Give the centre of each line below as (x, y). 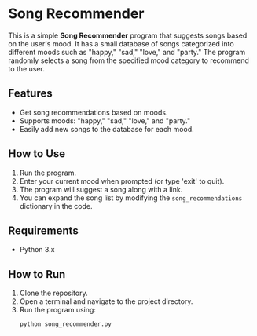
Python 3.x (37, 250)
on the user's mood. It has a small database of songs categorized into (121, 43)
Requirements (43, 230)
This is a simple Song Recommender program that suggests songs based (128, 35)
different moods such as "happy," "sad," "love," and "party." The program (127, 52)
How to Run (37, 274)
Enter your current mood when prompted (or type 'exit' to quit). (122, 181)
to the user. (26, 68)
